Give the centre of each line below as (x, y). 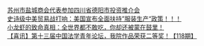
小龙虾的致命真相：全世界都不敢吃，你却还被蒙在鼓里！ (85, 27)
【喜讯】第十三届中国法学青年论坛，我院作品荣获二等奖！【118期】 (102, 36)
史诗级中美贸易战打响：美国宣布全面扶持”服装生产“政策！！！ (94, 19)
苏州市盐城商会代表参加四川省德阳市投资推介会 (73, 10)
